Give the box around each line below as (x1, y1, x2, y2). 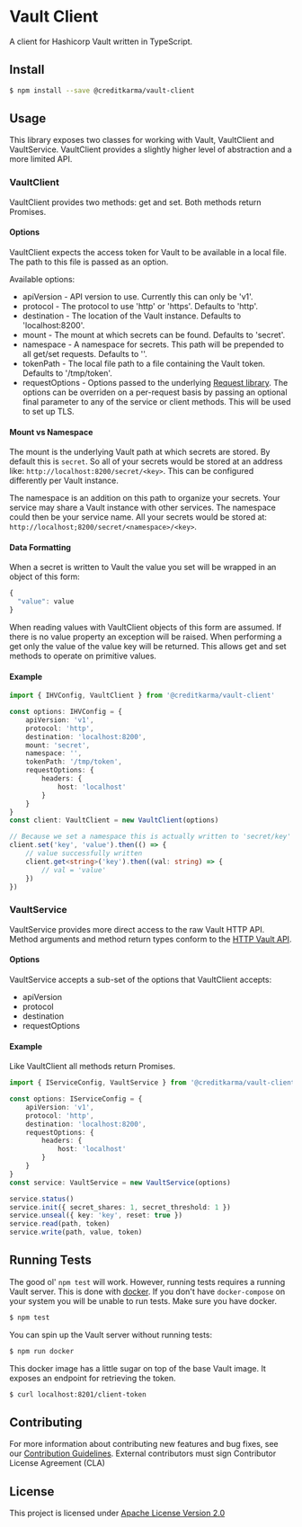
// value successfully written (25, 849, 143, 858)
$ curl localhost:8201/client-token (9, 1389, 147, 1399)
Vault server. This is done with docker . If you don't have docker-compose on (9, 1286, 286, 1297)
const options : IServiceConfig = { (9, 1094, 143, 1103)
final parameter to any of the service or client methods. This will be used (22, 396, 291, 406)
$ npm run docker (9, 1346, 75, 1355)
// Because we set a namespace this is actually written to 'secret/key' (9, 832, 292, 842)
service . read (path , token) (9, 1219, 111, 1228)
